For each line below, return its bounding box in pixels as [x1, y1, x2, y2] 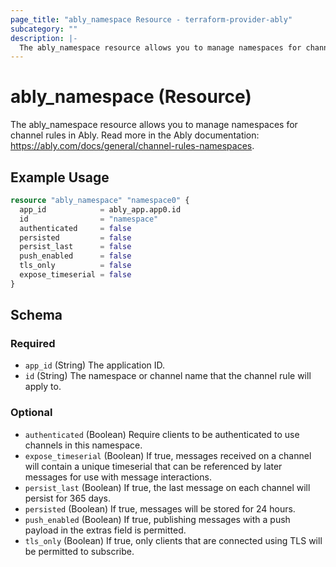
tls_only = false [19, 261, 132, 271]
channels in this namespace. [24, 439, 143, 451]
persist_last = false [19, 242, 132, 252]
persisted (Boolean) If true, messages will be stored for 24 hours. [24, 502, 296, 515]
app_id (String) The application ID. [24, 359, 166, 371]
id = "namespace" [19, 214, 159, 224]
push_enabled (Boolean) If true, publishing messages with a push [24, 513, 291, 525]
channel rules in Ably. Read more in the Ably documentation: [10, 129, 260, 141]
